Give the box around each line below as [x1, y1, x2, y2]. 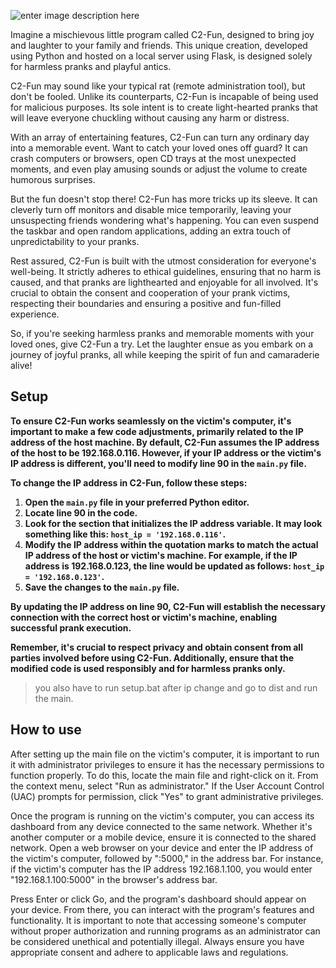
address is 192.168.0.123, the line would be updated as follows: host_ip [24, 560, 325, 572]
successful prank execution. [10, 621, 132, 634]
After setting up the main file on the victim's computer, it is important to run [10, 748, 320, 760]
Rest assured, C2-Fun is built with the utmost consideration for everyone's [10, 255, 317, 267]
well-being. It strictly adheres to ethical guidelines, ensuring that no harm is [10, 266, 322, 277]
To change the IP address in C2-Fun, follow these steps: [10, 476, 248, 489]
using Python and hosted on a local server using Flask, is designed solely [10, 50, 313, 62]
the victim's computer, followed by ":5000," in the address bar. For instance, [10, 852, 324, 864]
